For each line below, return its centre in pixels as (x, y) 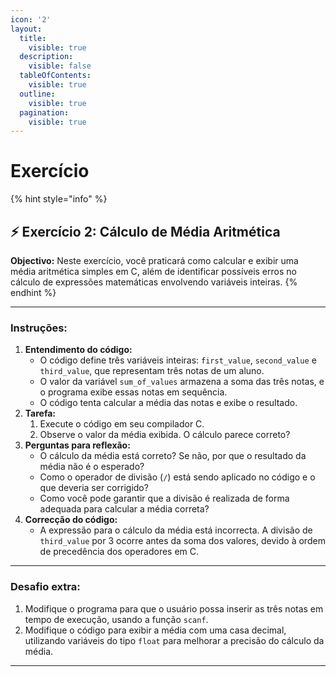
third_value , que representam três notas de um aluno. (152, 371)
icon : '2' (31, 19)
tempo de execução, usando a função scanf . (116, 619)
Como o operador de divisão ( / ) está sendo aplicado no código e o (177, 477)
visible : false (60, 66)
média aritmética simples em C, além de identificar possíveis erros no (153, 271)
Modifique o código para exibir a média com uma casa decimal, (155, 630)
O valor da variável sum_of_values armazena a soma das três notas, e (182, 382)
